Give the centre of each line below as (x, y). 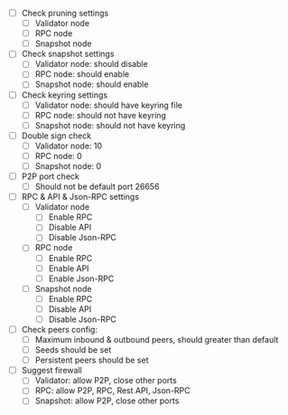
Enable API (69, 268)
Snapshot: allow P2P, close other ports (107, 401)
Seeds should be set (73, 350)
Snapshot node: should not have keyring (110, 125)
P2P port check (51, 176)
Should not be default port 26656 (97, 187)
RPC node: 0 (58, 156)
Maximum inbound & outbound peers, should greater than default (157, 340)
